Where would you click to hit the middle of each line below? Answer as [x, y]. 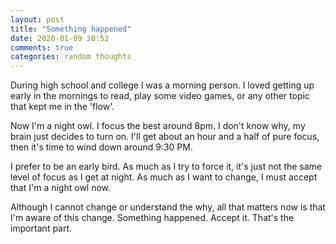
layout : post [37, 19]
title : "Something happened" [71, 29]
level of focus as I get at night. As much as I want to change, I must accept [164, 177]
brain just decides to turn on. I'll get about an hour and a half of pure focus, [165, 137]
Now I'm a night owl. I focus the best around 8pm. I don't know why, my [158, 126]
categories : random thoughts [71, 57]
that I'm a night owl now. [61, 188]
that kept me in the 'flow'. [62, 107]
